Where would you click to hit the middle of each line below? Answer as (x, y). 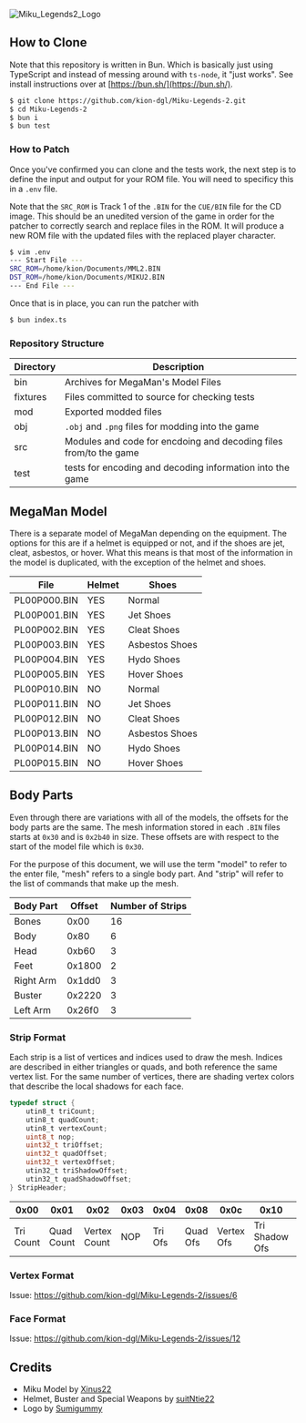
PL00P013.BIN (46, 733)
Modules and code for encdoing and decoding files (173, 442)
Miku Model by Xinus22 (67, 1389)
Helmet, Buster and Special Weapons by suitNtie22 (118, 1399)
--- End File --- (42, 286)
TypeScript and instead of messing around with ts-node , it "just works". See (152, 74)
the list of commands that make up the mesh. (94, 883)
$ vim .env (30, 252)
